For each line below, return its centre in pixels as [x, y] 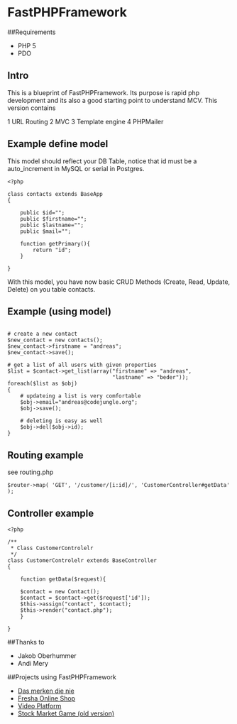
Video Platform [39, 706]
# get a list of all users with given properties [82, 365]
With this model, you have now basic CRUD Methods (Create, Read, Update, [119, 282]
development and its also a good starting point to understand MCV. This [112, 100]
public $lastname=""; [52, 225]
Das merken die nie [46, 691]
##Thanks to [26, 642]
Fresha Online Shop [46, 698]
